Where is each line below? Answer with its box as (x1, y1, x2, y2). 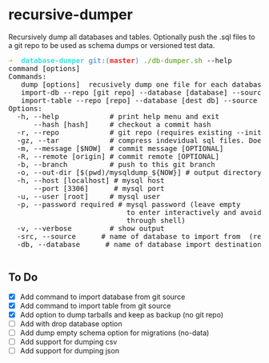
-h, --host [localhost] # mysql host (16, 176, 165, 185)
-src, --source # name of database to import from (16, 232, 241, 241)
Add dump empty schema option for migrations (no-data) (19, 328, 210, 337)
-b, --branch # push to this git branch (16, 160, 216, 169)
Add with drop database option (19, 318, 122, 329)
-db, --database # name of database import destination (16, 240, 262, 249)
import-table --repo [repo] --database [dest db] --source (21, 96, 258, 105)
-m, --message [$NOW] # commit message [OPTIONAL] (16, 144, 224, 153)
